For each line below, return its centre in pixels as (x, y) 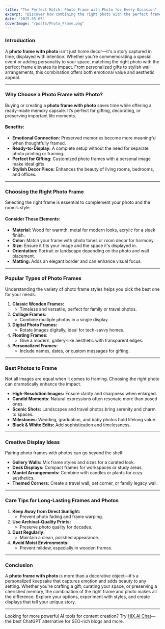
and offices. (24, 174)
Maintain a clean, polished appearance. (59, 537)
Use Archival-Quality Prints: (41, 521)
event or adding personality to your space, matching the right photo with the (82, 61)
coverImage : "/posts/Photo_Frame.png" (45, 23)
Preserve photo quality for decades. (56, 527)
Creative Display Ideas (32, 442)
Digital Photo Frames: (35, 325)
